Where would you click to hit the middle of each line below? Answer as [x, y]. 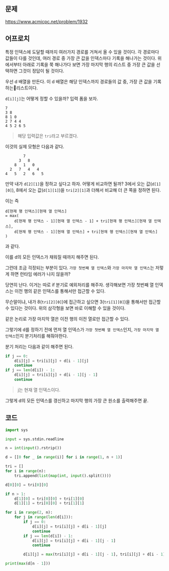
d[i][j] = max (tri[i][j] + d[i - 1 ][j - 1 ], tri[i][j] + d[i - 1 [93, 554]
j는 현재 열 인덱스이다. [39, 390]
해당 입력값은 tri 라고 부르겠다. [48, 136]
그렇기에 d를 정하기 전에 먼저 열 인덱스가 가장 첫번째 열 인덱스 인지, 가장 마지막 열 [82, 329]
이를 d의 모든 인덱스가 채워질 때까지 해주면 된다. [52, 257]
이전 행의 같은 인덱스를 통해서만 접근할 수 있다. [60, 291]
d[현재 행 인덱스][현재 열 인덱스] [36, 211]
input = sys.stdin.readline [35, 439]
